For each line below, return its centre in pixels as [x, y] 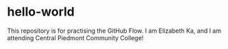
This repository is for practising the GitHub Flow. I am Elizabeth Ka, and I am [114, 31]
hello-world [41, 12]
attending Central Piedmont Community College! [75, 37]
